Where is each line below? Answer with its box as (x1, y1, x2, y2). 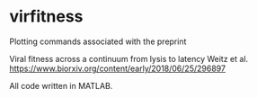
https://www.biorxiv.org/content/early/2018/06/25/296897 (9, 63, 226, 74)
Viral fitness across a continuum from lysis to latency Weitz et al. (9, 53, 249, 64)
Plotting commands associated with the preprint (9, 36, 187, 47)
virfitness (9, 6, 84, 27)
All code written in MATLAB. (9, 80, 113, 91)
